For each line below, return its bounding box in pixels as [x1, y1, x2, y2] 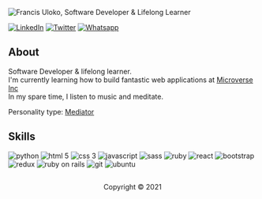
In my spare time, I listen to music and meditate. [8, 92, 164, 101]
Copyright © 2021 [103, 182, 162, 192]
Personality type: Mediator [8, 107, 95, 116]
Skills [8, 130, 36, 144]
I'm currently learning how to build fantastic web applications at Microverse [8, 75, 254, 84]
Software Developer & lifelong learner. [8, 66, 132, 76]
